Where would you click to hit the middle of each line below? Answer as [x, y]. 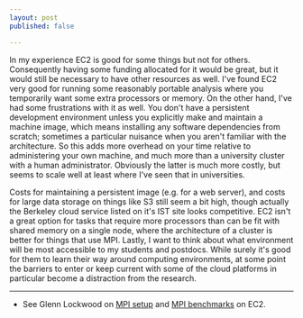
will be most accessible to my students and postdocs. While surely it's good [150, 250]
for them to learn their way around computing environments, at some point [148, 259]
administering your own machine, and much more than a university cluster [147, 155]
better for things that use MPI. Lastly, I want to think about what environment [151, 240]
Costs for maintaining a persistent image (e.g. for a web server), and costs [147, 192]
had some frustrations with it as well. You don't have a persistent [129, 107]
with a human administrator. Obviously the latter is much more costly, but [145, 165]
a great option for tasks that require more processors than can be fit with [145, 221]
